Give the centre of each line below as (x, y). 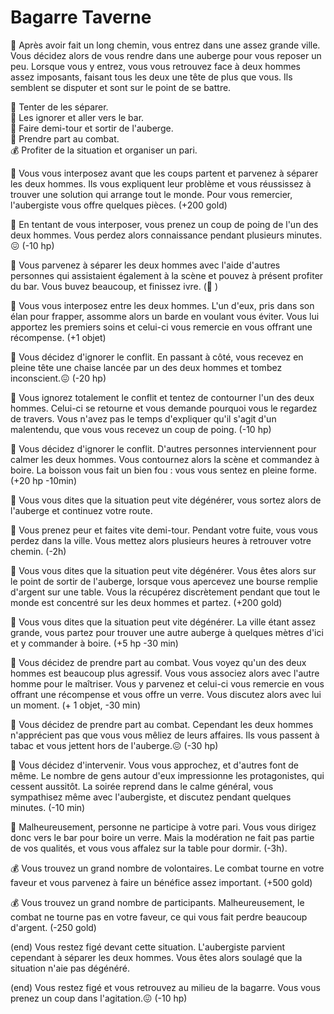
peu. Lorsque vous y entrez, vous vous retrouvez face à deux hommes (155, 66)
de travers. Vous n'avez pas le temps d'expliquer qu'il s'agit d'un (143, 418)
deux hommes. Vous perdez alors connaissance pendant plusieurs (147, 235)
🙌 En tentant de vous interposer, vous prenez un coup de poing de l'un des (164, 224)
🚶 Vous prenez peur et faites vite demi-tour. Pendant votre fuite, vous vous (164, 530)
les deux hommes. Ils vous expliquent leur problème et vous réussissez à (161, 183)
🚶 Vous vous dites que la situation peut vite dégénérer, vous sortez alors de (166, 500)
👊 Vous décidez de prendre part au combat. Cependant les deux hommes (162, 724)
